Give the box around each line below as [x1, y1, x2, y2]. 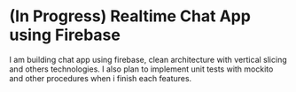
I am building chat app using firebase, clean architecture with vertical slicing [9, 54, 287, 65]
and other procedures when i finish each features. [9, 73, 192, 83]
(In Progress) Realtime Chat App [9, 6, 251, 27]
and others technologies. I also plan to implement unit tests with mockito [9, 64, 274, 74]
